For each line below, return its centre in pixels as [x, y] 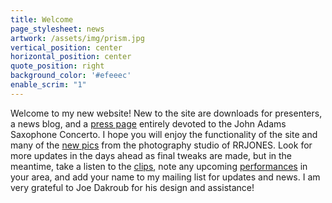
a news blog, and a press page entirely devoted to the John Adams [148, 123]
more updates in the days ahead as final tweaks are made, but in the [151, 155]
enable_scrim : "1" [48, 85]
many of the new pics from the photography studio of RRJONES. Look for [161, 145]
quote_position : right [57, 66]
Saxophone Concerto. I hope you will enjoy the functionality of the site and [164, 134]
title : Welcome [42, 19]
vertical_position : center [66, 47]
